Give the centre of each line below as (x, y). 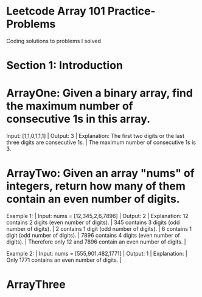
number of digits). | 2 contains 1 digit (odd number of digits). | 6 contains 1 (99, 229)
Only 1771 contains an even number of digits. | (64, 260)
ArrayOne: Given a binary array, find (100, 93)
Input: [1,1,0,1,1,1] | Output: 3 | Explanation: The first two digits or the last (95, 136)
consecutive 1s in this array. (78, 119)
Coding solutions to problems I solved (54, 41)
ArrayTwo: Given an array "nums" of (100, 173)
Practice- (132, 11)
